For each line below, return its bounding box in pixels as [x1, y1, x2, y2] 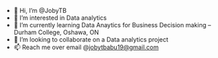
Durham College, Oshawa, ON [13, 28, 100, 36]
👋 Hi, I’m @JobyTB [13, 7, 67, 14]
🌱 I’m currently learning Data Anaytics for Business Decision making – [13, 21, 211, 29]
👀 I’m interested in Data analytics [13, 14, 107, 22]
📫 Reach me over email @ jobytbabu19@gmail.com [13, 43, 160, 51]
